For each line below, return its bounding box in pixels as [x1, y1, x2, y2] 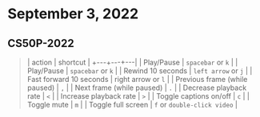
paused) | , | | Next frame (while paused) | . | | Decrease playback [26, 83, 247, 92]
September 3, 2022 [7, 5, 139, 23]
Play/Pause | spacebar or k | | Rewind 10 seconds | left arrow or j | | [26, 66, 253, 76]
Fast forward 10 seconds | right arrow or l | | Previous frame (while [26, 75, 248, 84]
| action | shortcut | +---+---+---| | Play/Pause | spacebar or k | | [26, 57, 238, 67]
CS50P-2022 [7, 37, 74, 50]
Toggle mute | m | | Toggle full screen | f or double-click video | [26, 100, 238, 109]
